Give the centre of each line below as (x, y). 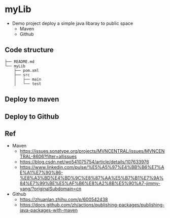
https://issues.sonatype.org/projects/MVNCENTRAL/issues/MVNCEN (92, 151)
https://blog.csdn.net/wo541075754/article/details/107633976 (84, 162)
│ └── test (28, 84)
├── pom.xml (26, 70)
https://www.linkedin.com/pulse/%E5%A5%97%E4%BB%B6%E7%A (92, 167)
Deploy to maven (32, 99)
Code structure (29, 50)
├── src (22, 75)
